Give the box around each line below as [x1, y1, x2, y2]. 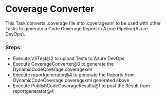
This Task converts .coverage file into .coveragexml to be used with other [5, 20, 161, 26]
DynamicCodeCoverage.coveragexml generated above [12, 77, 130, 84]
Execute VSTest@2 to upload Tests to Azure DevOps [12, 55, 125, 62]
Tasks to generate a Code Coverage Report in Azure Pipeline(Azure [5, 25, 148, 31]
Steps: [5, 44, 22, 51]
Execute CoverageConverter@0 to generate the [12, 61, 114, 67]
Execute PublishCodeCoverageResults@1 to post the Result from [12, 83, 150, 89]
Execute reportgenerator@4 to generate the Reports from [12, 72, 135, 78]
